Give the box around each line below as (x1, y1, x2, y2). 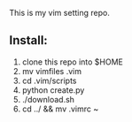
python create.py (21, 84, 85, 95)
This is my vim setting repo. (9, 8, 111, 18)
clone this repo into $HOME (21, 57, 124, 67)
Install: (9, 33, 49, 48)
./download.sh (21, 94, 75, 104)
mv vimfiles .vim (21, 65, 82, 76)
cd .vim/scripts (21, 75, 77, 86)
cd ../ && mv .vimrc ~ (21, 103, 99, 114)
